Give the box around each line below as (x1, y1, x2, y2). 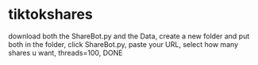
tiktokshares (8, 5, 93, 23)
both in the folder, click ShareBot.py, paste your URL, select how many (8, 39, 239, 49)
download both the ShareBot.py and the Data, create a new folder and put (8, 31, 250, 41)
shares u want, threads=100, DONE (8, 48, 123, 57)
